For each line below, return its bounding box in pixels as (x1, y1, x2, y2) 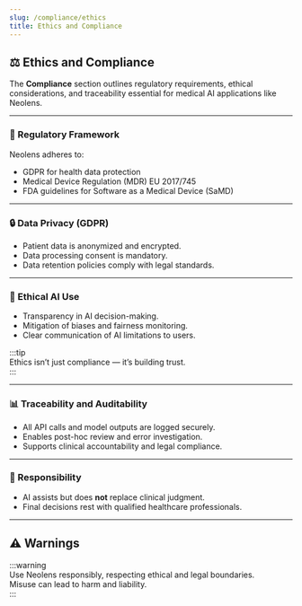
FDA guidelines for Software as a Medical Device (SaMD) (22, 185, 234, 196)
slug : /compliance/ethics (9, 13, 106, 22)
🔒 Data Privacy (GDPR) (9, 216, 110, 229)
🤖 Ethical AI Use (9, 290, 80, 303)
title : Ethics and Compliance (9, 22, 123, 31)
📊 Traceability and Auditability (9, 398, 148, 410)
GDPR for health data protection (22, 166, 141, 177)
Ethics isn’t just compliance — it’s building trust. (9, 356, 186, 368)
